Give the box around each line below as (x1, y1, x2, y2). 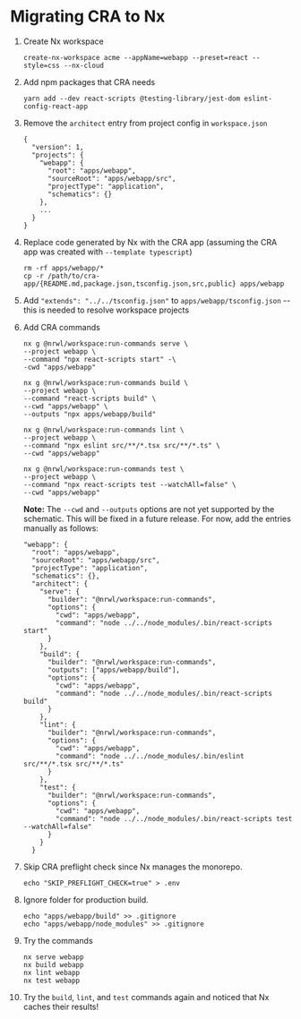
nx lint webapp (22, 968, 81, 977)
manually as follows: (22, 522, 99, 534)
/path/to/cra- (47, 271, 100, 280)
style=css (22, 61, 61, 70)
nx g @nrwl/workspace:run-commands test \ (22, 464, 185, 474)
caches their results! (22, 1001, 99, 1012)
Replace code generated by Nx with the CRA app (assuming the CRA (22, 236, 278, 247)
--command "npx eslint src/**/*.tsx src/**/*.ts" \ (22, 441, 220, 450)
